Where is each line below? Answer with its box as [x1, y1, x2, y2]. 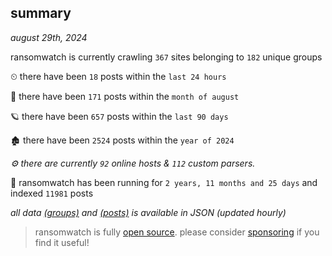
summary [10, 5, 72, 22]
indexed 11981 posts [10, 187, 94, 199]
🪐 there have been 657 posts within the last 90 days [10, 110, 229, 122]
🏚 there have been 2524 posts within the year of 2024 [10, 134, 235, 146]
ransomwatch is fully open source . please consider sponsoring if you [34, 226, 320, 238]
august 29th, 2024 [10, 31, 88, 43]
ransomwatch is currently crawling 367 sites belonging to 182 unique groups [10, 51, 323, 63]
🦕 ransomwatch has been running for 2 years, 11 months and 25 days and [10, 176, 318, 188]
